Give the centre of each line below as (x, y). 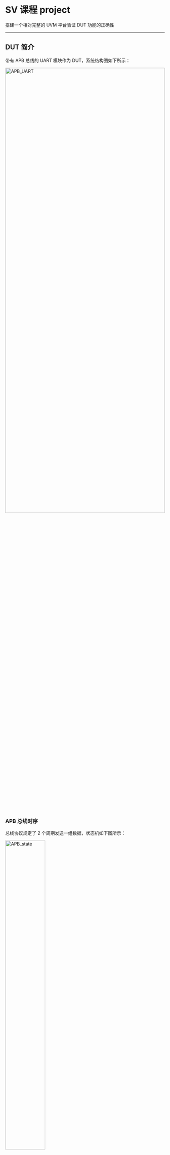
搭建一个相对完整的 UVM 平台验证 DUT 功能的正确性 (60, 25)
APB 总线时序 (22, 821)
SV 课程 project (38, 10)
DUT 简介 (20, 47)
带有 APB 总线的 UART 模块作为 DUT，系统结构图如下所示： (68, 60)
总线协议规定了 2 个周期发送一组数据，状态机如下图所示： (66, 833)
